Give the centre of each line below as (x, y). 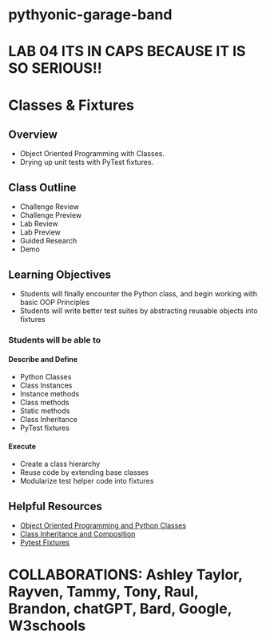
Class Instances (46, 385)
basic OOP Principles (55, 302)
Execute (22, 446)
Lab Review (39, 224)
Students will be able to (55, 340)
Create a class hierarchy (60, 464)
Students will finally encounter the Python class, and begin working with (139, 293)
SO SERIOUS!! (55, 68)
